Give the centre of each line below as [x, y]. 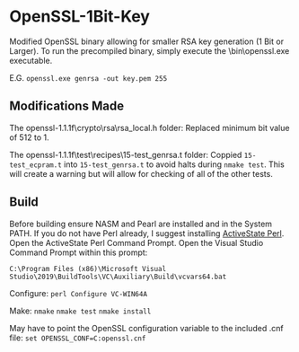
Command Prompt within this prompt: [79, 252]
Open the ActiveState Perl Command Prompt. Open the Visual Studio [136, 242]
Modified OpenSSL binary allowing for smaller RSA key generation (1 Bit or [147, 41]
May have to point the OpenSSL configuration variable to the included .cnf [147, 328]
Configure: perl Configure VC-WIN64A [79, 293]
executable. [31, 60]
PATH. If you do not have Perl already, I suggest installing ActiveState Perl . [147, 233]
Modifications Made [66, 106]
